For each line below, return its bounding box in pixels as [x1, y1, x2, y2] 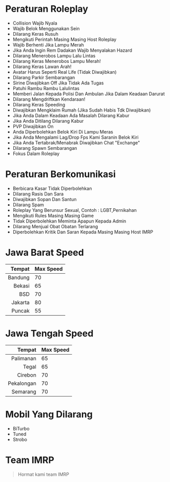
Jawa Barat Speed [5, 247, 84, 258]
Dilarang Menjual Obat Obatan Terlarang [12, 223, 98, 229]
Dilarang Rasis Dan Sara [12, 190, 64, 197]
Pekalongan [8, 380, 37, 387]
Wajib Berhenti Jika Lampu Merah [12, 41, 84, 48]
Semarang [11, 388, 37, 395]
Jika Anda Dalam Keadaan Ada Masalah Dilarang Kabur [12, 112, 130, 118]
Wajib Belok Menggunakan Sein [12, 25, 80, 31]
